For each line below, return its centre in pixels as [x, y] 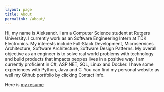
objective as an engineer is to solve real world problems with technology [79, 54]
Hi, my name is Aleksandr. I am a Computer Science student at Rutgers [78, 33]
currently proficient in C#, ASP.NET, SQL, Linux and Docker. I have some [79, 64]
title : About [19, 14]
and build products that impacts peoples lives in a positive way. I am [75, 59]
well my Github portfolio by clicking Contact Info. [55, 75]
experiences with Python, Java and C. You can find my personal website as [82, 70]
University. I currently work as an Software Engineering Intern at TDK [76, 38]
